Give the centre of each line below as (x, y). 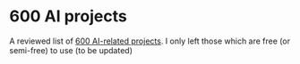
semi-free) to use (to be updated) (71, 50)
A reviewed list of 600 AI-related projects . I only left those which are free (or (150, 41)
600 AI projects (68, 16)
